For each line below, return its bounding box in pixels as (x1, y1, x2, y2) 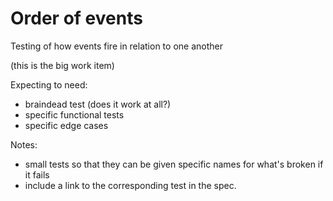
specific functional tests (24, 108, 125, 121)
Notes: (10, 138, 38, 151)
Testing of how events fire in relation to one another (10, 40, 223, 52)
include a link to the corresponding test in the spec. (24, 179, 237, 191)
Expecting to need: (10, 78, 88, 91)
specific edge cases (24, 119, 109, 131)
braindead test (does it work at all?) (24, 98, 172, 110)
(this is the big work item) (10, 59, 115, 71)
